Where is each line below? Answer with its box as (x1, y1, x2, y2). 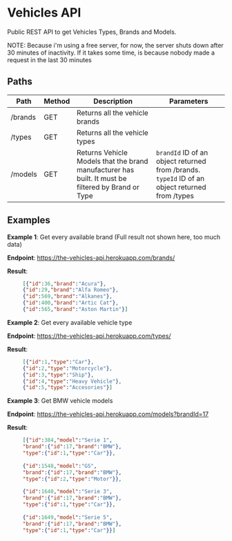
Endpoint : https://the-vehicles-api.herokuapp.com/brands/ (7, 254, 175, 262)
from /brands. (155, 164, 201, 174)
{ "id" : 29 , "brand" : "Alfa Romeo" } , (22, 287, 119, 294)
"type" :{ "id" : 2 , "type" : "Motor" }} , (22, 475, 122, 482)
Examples (7, 214, 50, 226)
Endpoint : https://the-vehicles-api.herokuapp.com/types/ (7, 332, 171, 340)
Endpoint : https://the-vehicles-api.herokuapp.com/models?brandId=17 (7, 410, 209, 419)
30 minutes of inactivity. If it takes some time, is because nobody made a (7, 48, 215, 57)
